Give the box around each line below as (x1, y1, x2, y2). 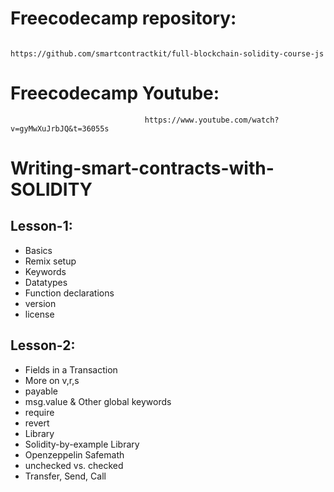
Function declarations (24, 287, 115, 299)
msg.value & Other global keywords (24, 395, 172, 407)
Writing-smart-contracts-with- (10, 157, 275, 180)
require (24, 406, 55, 418)
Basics (24, 244, 53, 256)
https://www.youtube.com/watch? (144, 115, 280, 125)
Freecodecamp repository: (10, 7, 237, 30)
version (24, 297, 57, 309)
